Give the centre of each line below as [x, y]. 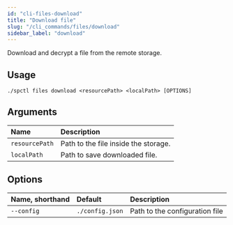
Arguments [32, 112]
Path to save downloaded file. [109, 155]
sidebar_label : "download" [46, 33]
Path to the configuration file [176, 211]
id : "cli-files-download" [45, 14]
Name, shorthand [40, 199]
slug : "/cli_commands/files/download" [63, 26]
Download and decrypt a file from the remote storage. [85, 53]
